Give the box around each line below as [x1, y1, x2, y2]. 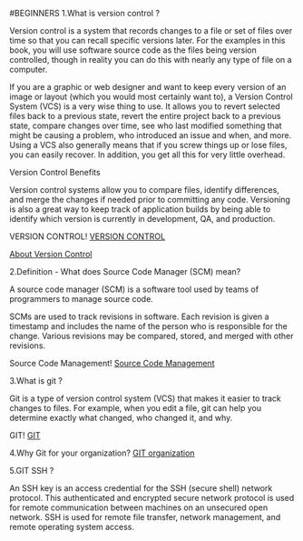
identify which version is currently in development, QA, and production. [9, 214, 276, 224]
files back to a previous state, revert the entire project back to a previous [9, 111, 281, 121]
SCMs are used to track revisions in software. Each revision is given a [9, 311, 269, 322]
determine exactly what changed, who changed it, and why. [9, 413, 233, 423]
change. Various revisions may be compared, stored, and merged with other [9, 331, 294, 341]
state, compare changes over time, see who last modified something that [9, 120, 283, 131]
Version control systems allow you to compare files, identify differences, [9, 185, 279, 195]
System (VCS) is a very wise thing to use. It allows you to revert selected [9, 101, 281, 112]
